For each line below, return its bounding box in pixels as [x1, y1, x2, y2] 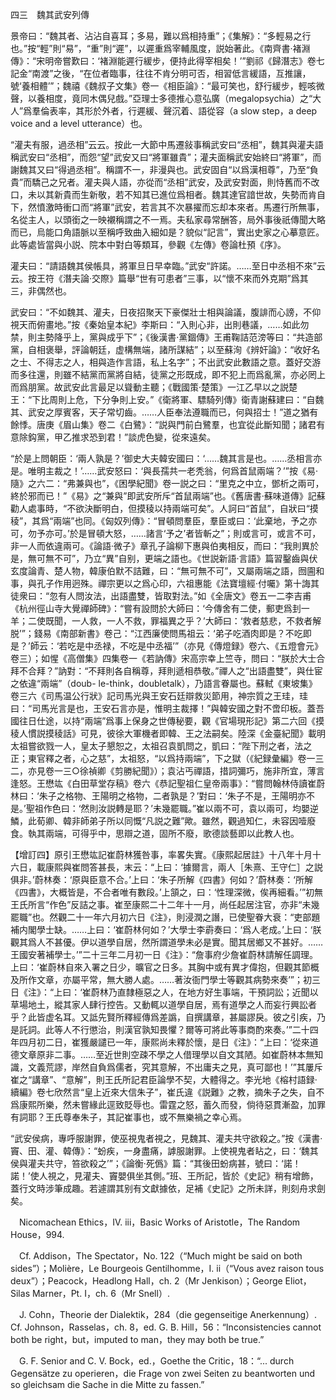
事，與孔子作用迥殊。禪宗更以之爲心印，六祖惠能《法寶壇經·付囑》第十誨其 [10, 578, 320, 589]
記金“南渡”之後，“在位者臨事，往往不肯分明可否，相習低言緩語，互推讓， [10, 68, 312, 79]
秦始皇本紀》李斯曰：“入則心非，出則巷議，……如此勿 [88, 319, 310, 330]
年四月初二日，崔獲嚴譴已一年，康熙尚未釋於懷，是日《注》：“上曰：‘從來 [10, 1036, 310, 1048]
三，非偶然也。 [10, 285, 72, 297]
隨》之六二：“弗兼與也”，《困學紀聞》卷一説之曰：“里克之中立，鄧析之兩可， [10, 478, 325, 489]
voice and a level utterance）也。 [10, 118, 148, 129]
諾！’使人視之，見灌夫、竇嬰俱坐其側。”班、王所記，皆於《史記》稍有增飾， [10, 1170, 319, 1182]
